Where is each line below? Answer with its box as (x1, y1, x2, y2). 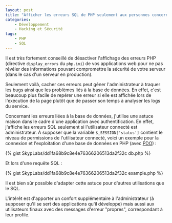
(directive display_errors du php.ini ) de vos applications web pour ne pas (5, 60, 163, 67)
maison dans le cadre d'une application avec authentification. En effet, (5, 118, 154, 125)
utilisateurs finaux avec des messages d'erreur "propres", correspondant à (5, 206, 163, 212)
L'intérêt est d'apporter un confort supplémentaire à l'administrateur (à (5, 195, 155, 201)
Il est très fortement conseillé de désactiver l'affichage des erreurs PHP (5, 55, 156, 61)
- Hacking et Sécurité (14, 27, 63, 32)
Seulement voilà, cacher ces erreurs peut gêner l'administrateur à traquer (5, 81, 160, 87)
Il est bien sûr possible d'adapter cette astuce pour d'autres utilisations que (5, 180, 165, 186)
